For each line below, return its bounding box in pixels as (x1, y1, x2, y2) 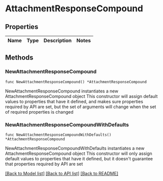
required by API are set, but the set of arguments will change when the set (5, 104, 157, 110)
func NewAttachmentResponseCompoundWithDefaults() (5, 132, 112, 137)
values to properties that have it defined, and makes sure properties (5, 98, 143, 104)
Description (43, 37, 72, 44)
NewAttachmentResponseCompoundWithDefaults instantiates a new (5, 145, 145, 151)
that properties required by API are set (5, 161, 83, 167)
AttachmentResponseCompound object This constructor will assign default (5, 93, 158, 99)
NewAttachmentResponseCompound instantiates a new (5, 88, 119, 94)
